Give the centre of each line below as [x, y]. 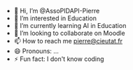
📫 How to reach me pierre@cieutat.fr [68, 41]
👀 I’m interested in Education [55, 18]
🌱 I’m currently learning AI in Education [70, 26]
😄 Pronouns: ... [36, 51]
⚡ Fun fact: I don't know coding [59, 59]
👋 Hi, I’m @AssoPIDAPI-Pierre [57, 11]
